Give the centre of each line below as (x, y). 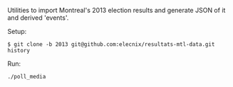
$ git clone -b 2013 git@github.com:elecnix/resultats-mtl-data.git (111, 45)
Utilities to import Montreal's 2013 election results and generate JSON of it (116, 10)
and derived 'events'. (38, 18)
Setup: (17, 31)
